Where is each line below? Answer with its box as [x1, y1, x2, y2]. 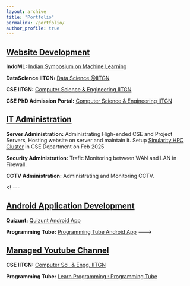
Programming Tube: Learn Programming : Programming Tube [6, 272, 157, 279]
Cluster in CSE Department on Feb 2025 [6, 143, 104, 150]
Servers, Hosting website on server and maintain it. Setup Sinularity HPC [6, 136, 184, 144]
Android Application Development [6, 201, 135, 211]
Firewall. [6, 161, 27, 168]
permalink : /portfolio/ [6, 20, 65, 26]
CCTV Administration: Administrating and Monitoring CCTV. [6, 172, 154, 179]
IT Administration [6, 115, 72, 125]
